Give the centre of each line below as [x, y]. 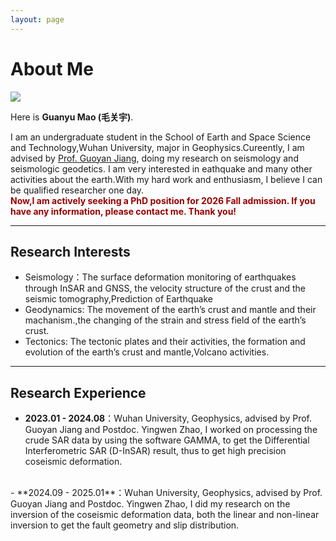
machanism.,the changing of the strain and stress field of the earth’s [165, 320]
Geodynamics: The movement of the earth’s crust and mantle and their [170, 310]
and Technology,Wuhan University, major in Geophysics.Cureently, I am [157, 147]
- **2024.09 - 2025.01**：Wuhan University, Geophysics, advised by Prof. [166, 493]
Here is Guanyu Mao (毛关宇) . [72, 117]
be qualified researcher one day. [77, 190]
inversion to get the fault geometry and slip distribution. [125, 525]
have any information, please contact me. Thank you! [123, 211]
